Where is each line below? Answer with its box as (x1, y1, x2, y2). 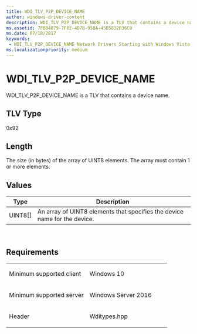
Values (6, 180, 32, 190)
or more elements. (6, 163, 50, 171)
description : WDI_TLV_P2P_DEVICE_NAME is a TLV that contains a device (6, 19, 185, 25)
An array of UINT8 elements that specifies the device (37, 208, 184, 216)
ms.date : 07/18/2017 (6, 31, 57, 36)
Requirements (6, 247, 59, 257)
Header (9, 312, 30, 320)
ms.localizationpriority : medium (6, 47, 88, 53)
